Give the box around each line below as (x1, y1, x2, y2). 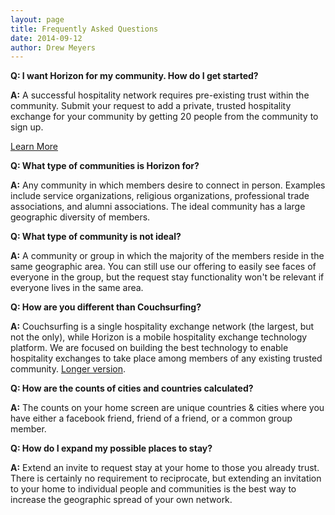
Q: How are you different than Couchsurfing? (10, 301, 202, 313)
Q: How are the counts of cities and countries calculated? (10, 382, 254, 395)
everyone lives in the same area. (10, 282, 144, 294)
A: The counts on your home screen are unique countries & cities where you (10, 402, 325, 414)
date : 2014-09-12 (10, 33, 83, 43)
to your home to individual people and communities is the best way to (10, 483, 297, 495)
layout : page (10, 14, 65, 25)
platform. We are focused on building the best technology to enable (10, 342, 289, 354)
